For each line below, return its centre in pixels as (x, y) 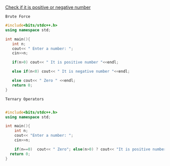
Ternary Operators (25, 99)
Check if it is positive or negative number (48, 7)
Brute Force (18, 17)
